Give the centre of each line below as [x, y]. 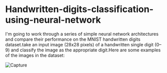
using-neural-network [53, 20]
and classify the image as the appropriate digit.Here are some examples [86, 50]
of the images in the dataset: [35, 55]
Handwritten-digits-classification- [79, 9]
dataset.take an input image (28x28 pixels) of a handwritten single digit [79, 44]
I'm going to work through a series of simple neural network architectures [82, 34]
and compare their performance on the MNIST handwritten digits [73, 39]
